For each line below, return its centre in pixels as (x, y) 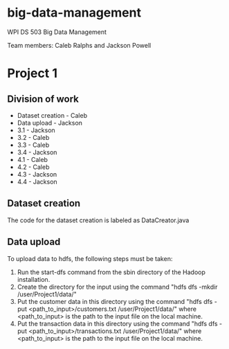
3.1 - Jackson (36, 130)
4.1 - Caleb (33, 159)
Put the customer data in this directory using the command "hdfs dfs (115, 301)
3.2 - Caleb (33, 137)
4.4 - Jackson (37, 181)
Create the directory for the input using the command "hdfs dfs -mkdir (117, 287)
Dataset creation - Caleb (52, 115)
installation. (34, 279)
